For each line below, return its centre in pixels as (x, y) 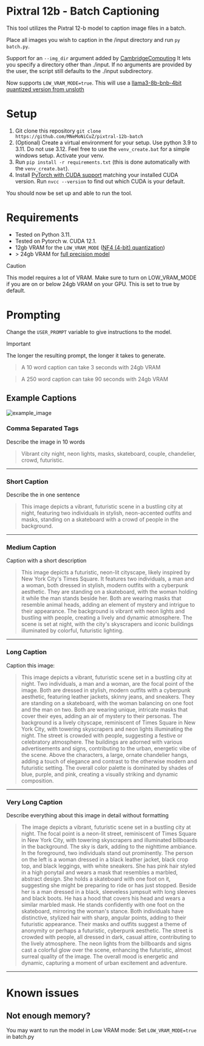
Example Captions (42, 398)
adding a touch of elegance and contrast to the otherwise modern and (109, 761)
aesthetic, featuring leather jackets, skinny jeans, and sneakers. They (108, 696)
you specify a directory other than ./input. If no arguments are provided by (99, 65)
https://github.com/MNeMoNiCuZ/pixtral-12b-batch (79, 136)
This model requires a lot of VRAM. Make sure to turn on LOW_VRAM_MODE (101, 277)
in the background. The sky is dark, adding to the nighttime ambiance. (109, 846)
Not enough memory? (49, 1015)
